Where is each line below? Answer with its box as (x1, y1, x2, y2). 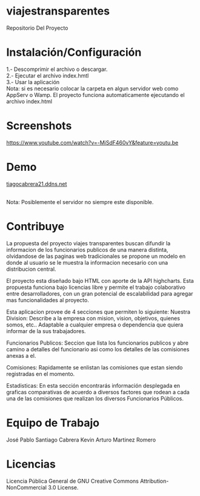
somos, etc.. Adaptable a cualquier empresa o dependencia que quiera (6, 321, 184, 328)
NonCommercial (6, 483, 47, 491)
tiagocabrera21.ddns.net (6, 180, 67, 187)
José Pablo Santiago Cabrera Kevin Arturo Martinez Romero (6, 436, 156, 443)
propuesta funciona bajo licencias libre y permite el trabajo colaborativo (6, 283, 186, 291)
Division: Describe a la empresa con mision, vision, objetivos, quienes (6, 314, 181, 322)
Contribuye (6, 219, 65, 233)
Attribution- (140, 477, 169, 484)
